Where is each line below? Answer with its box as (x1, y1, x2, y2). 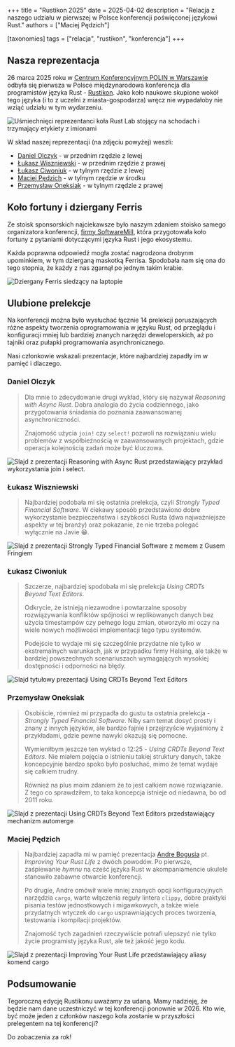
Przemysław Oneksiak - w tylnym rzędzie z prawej (17, 181, 163, 189)
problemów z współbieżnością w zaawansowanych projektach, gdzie (24, 436, 225, 445)
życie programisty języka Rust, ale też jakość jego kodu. (24, 936, 187, 945)
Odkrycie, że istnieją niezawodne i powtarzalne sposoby (24, 603, 187, 612)
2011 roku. (24, 795, 54, 804)
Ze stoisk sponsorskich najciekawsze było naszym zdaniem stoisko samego (7, 220, 226, 229)
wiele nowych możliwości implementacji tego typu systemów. (24, 626, 202, 634)
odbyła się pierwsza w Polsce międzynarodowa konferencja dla (7, 81, 190, 89)
